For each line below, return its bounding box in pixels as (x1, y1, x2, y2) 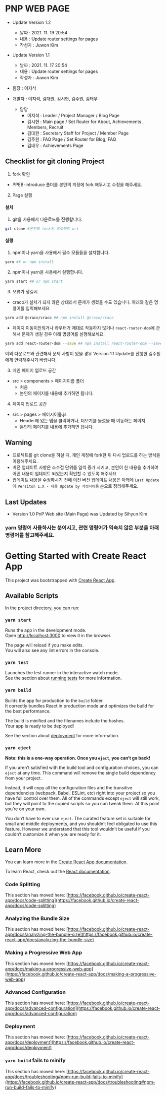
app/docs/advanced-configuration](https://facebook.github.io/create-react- (5, 1005, 161, 1011)
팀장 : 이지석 (12, 85, 37, 91)
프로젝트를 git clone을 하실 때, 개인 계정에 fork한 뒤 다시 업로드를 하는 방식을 (12, 452, 161, 458)
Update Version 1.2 (12, 19, 51, 25)
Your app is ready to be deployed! (5, 723, 74, 729)
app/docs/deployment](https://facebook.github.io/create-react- (5, 1039, 135, 1045)
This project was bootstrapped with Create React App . (5, 578, 116, 583)
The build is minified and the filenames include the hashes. (5, 717, 125, 723)
